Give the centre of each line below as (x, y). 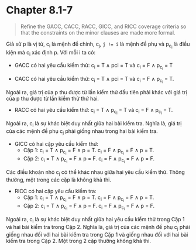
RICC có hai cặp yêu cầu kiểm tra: (55, 191)
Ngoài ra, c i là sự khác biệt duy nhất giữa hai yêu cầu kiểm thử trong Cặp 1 (96, 220)
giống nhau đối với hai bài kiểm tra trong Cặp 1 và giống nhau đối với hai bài (97, 234)
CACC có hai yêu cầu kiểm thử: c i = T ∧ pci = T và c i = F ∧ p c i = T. (94, 80)
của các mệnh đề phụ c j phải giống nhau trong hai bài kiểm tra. (82, 132)
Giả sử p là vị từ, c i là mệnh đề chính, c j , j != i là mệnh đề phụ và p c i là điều (98, 45)
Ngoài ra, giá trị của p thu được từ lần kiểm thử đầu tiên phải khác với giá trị (97, 93)
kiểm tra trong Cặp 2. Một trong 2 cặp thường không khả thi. (78, 241)
